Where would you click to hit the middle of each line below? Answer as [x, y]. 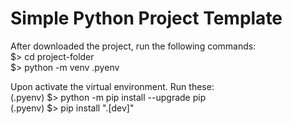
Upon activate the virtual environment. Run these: [112, 86]
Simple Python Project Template [146, 18]
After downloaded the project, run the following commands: [133, 46]
